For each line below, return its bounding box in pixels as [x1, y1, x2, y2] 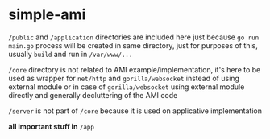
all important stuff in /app [8, 121, 95, 131]
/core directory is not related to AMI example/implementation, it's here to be [8, 64, 261, 74]
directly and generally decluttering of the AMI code [8, 90, 178, 100]
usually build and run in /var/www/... [8, 49, 133, 59]
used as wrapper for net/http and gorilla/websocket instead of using [8, 73, 240, 83]
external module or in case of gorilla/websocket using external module [8, 82, 245, 92]
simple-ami [8, 6, 86, 24]
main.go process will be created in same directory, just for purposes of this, [8, 40, 258, 50]
